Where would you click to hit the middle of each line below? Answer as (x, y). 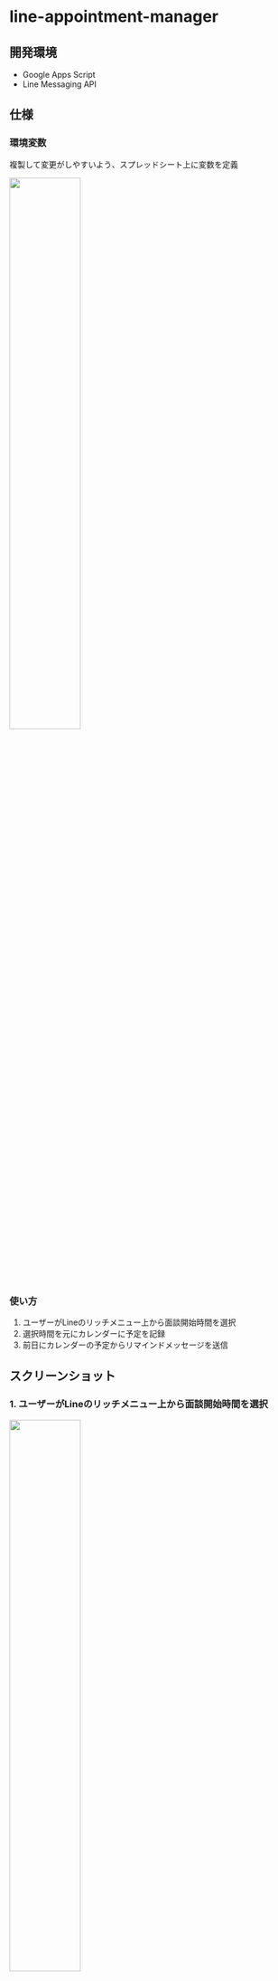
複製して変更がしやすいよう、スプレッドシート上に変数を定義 (124, 164)
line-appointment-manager (114, 17)
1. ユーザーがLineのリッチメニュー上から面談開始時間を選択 (139, 1405)
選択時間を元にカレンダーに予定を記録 (93, 1333)
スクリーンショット (62, 1376)
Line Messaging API (60, 84)
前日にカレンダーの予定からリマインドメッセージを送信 (125, 1345)
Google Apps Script (59, 75)
